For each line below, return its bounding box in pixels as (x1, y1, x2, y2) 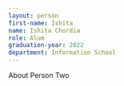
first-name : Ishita (8, 19, 74, 27)
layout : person (8, 11, 59, 20)
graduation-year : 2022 (8, 41, 84, 49)
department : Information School (8, 49, 116, 57)
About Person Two (8, 71, 70, 80)
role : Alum (8, 33, 45, 42)
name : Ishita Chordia (8, 26, 81, 34)
